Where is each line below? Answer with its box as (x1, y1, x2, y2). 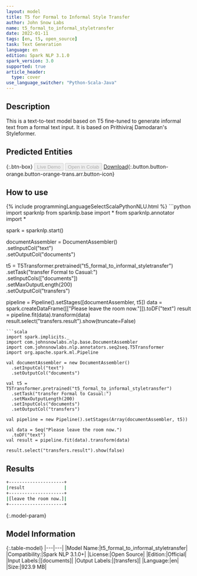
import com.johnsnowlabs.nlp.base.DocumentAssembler (6, 340, 138, 345)
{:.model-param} (6, 512, 47, 519)
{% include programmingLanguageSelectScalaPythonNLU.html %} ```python (6, 203, 191, 210)
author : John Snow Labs (6, 19, 65, 25)
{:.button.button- (128, 163, 169, 170)
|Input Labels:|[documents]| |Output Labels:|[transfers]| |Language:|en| (6, 557, 179, 564)
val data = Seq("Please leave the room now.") (6, 427, 122, 433)
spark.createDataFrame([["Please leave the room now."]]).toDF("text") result (6, 305, 191, 312)
